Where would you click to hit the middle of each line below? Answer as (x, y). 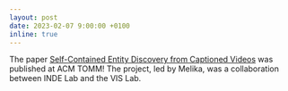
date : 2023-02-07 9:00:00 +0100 (70, 26)
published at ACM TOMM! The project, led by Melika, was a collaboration (144, 69)
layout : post (34, 17)
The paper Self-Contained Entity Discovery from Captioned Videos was (141, 60)
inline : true (34, 34)
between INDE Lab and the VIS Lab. (75, 79)
